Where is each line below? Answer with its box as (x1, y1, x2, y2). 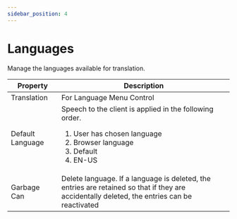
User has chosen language (73, 128, 162, 138)
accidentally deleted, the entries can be (61, 191, 193, 201)
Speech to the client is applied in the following (61, 104, 214, 113)
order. (61, 113, 82, 123)
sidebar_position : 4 (7, 10, 68, 18)
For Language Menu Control (61, 92, 154, 102)
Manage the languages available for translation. (7, 64, 146, 73)
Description (123, 80, 164, 90)
